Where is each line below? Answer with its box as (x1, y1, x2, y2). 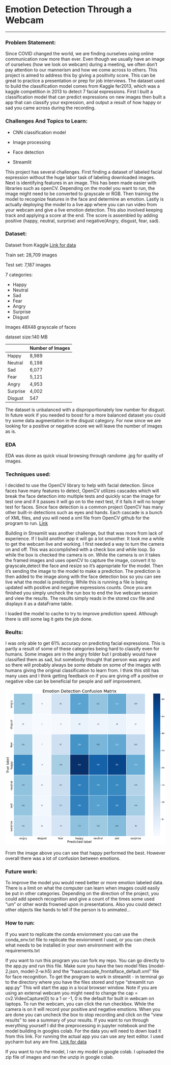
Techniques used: (5, 471, 51, 478)
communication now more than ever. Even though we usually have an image (5, 56, 165, 62)
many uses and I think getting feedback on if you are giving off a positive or (5, 673, 164, 679)
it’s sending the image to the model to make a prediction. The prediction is (5, 568, 161, 574)
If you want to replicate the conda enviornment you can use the (5, 931, 138, 937)
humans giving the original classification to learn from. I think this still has (5, 667, 159, 673)
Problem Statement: (5, 39, 56, 46)
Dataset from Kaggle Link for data (5, 241, 76, 248)
